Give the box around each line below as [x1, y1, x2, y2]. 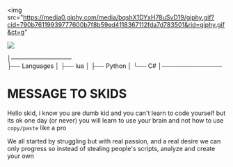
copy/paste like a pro [7, 123, 67, 132]
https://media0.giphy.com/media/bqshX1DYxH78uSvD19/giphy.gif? [23, 13, 214, 21]
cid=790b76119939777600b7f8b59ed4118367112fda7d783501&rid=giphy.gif [7, 21, 225, 28]
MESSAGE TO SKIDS [7, 86, 127, 102]
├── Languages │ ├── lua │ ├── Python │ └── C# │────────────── [7, 62, 223, 70]
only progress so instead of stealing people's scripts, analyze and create [7, 144, 216, 152]
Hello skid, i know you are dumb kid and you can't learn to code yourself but [7, 109, 226, 117]
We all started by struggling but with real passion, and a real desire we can [7, 137, 221, 145]
